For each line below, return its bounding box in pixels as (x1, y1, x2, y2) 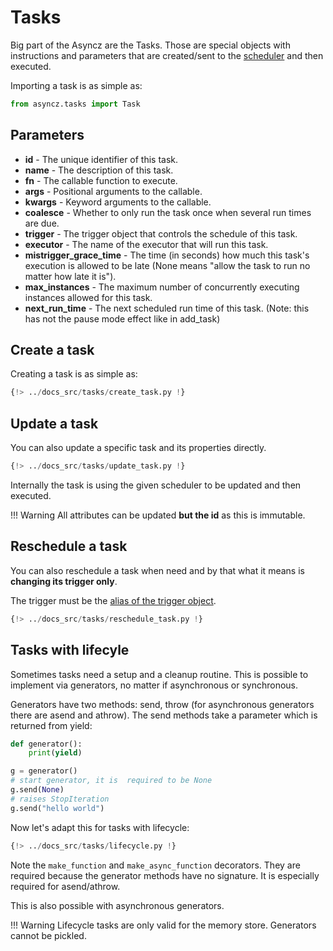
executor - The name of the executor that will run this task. (24, 238, 269, 250)
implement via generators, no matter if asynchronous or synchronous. (10, 679, 299, 691)
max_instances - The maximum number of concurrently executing (24, 281, 300, 293)
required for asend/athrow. (10, 880, 121, 892)
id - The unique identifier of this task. (24, 153, 179, 165)
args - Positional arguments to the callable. (24, 185, 203, 197)
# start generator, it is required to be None (10, 776, 213, 786)
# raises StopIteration (10, 794, 110, 804)
